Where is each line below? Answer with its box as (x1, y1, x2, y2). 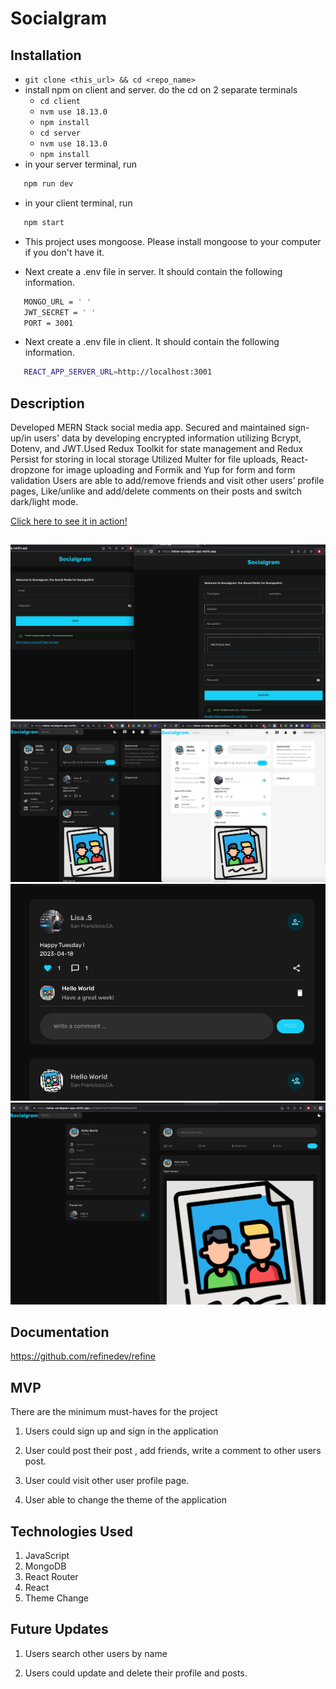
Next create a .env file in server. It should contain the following (24, 265, 283, 277)
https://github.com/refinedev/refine (10, 1350, 156, 1362)
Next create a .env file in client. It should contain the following (24, 336, 280, 348)
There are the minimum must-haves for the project (10, 1406, 218, 1418)
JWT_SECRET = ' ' (23, 307, 97, 317)
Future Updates (10, 1621, 109, 1638)
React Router (24, 1571, 79, 1583)
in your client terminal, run (24, 197, 133, 209)
